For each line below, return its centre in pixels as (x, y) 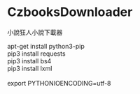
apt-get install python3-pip (46, 46)
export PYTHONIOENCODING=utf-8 (59, 83)
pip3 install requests (36, 54)
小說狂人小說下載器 (35, 32)
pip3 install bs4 (29, 61)
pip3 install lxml (30, 68)
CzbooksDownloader (70, 12)
